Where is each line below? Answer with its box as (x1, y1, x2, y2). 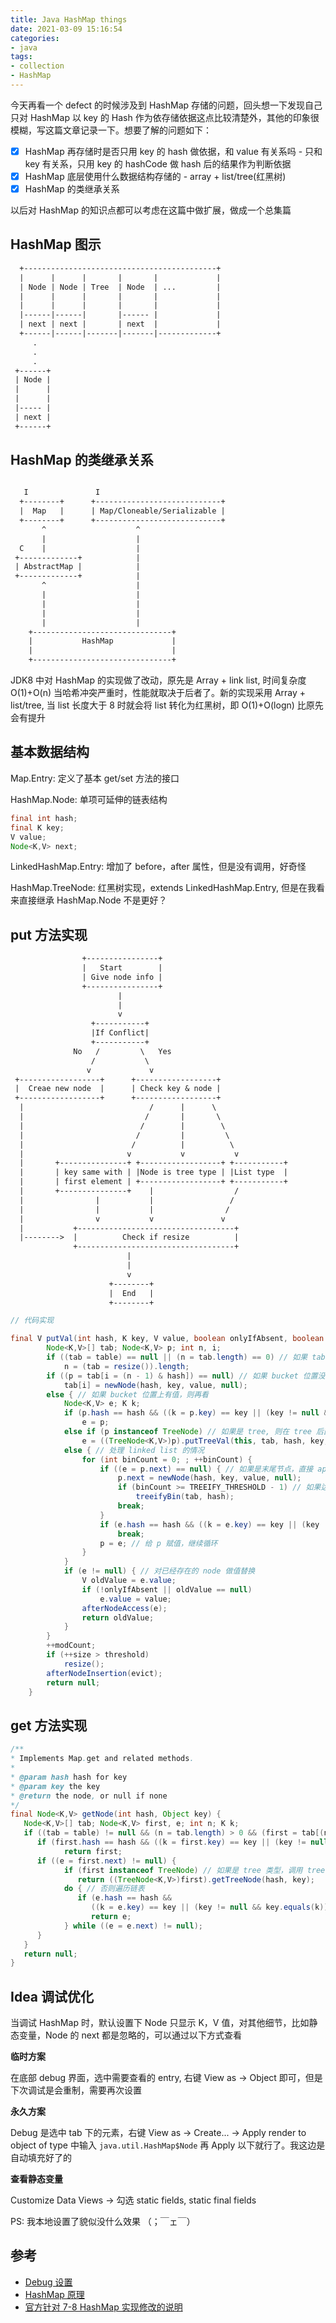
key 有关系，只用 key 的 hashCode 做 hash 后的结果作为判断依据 (24, 157, 292, 170)
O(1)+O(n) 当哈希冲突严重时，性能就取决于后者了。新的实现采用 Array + (10, 687, 307, 699)
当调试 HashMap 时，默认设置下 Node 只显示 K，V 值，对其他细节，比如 (10, 2017, 310, 2029)
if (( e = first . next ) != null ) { (36, 1856, 177, 1866)
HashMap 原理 (24, 2288, 85, 2300)
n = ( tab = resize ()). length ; (63, 1361, 190, 1371)
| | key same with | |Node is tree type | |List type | (19, 1167, 288, 1178)
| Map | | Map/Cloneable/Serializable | (19, 506, 226, 516)
